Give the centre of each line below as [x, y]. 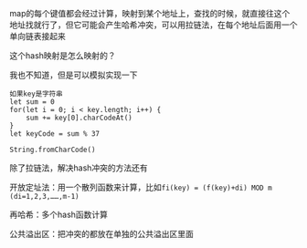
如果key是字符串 [36, 94]
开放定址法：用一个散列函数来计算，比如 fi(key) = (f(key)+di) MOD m [141, 187]
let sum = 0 [32, 102]
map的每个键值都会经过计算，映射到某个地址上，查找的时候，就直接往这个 [150, 13]
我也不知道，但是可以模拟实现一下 [74, 75]
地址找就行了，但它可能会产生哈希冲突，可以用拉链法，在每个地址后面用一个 [153, 25]
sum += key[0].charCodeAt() [79, 118]
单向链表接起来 [37, 36]
